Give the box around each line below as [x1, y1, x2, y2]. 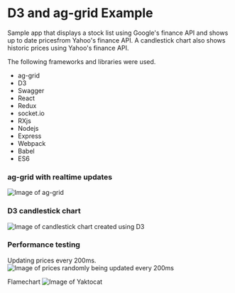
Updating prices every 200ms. [7, 256, 97, 265]
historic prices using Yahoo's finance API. [7, 43, 129, 52]
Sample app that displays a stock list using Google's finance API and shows [7, 28, 229, 37]
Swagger [17, 86, 45, 95]
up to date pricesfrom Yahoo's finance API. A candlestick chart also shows [7, 36, 226, 44]
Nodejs [17, 124, 39, 132]
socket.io [17, 109, 45, 117]
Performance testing [7, 240, 80, 250]
